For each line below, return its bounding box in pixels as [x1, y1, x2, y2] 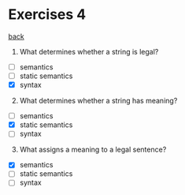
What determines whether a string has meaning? [19, 96, 178, 106]
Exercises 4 [8, 6, 87, 24]
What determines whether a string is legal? [19, 47, 159, 56]
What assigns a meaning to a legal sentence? [19, 144, 167, 155]
